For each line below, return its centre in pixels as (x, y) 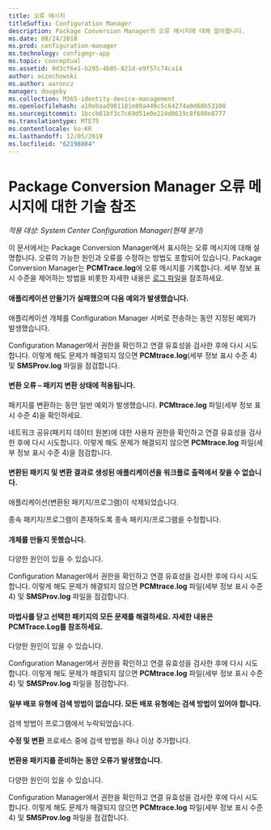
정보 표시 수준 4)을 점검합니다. (65, 452)
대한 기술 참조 (93, 206)
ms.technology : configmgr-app (59, 53)
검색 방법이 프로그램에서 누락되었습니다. (71, 723)
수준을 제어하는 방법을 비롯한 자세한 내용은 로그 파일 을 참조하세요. (120, 278)
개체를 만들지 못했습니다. (47, 539)
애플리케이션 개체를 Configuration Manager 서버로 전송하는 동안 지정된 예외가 (132, 317)
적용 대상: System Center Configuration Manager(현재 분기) (106, 231)
